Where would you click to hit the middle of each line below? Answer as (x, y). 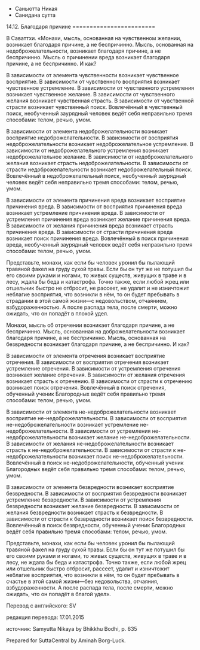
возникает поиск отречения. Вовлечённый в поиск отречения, (86, 388)
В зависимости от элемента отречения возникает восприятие (86, 356)
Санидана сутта (35, 15)
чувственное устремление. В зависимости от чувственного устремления (100, 88)
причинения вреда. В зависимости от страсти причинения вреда (90, 232)
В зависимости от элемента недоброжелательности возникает (87, 131)
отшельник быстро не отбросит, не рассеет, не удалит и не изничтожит (98, 288)
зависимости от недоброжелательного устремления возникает (87, 150)
